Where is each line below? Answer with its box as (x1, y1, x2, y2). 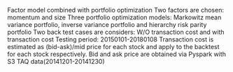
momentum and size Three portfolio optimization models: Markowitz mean (7, 13, 222, 21)
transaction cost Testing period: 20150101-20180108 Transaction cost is (7, 35, 214, 44)
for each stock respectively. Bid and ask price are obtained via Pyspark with (7, 50, 226, 58)
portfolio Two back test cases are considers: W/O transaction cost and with (7, 28, 225, 36)
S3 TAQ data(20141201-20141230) (7, 57, 105, 65)
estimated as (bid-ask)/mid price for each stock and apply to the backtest (7, 43, 220, 51)
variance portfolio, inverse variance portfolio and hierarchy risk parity (7, 21, 207, 28)
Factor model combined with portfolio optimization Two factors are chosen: (7, 6, 224, 14)
